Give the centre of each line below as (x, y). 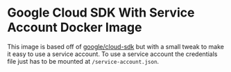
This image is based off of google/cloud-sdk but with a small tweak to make (115, 46)
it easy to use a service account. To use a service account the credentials (112, 54)
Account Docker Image (75, 27)
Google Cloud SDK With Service (101, 13)
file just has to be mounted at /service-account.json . (83, 61)
